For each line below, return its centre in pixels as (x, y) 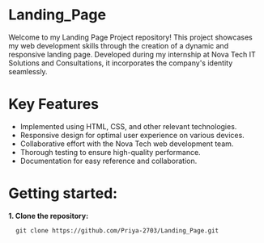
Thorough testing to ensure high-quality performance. (110, 152)
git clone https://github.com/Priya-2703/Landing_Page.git (117, 230)
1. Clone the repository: (49, 216)
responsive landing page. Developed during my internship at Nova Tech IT (132, 54)
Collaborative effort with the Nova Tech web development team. (127, 144)
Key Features (54, 105)
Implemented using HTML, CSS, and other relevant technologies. (128, 126)
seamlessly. (28, 71)
